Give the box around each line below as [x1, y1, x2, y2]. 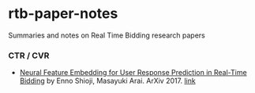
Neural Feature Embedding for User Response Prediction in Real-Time [19, 68, 247, 77]
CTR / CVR [8, 50, 50, 61]
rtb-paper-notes [8, 5, 118, 23]
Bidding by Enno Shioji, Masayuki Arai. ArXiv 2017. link [19, 76, 196, 86]
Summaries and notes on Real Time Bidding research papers [8, 30, 205, 40]
